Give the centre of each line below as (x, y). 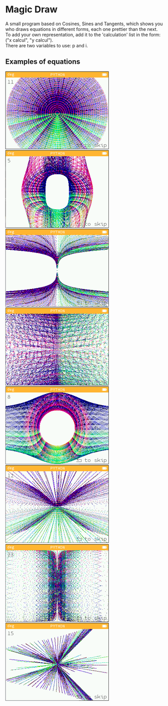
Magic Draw (32, 10)
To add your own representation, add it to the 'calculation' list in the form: (83, 34)
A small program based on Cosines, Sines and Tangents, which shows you (84, 24)
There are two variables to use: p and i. (47, 45)
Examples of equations (43, 62)
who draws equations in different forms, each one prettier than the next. (82, 29)
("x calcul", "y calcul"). (29, 40)
